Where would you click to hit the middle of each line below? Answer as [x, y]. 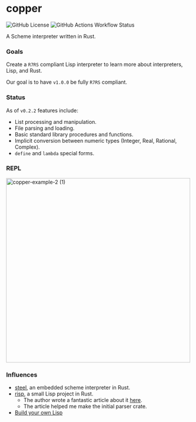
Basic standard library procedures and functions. [74, 134]
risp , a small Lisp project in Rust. [54, 394]
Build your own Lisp [39, 413]
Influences [22, 375]
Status [16, 97]
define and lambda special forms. [54, 153]
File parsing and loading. [44, 128]
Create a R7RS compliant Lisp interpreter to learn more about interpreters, [94, 64]
